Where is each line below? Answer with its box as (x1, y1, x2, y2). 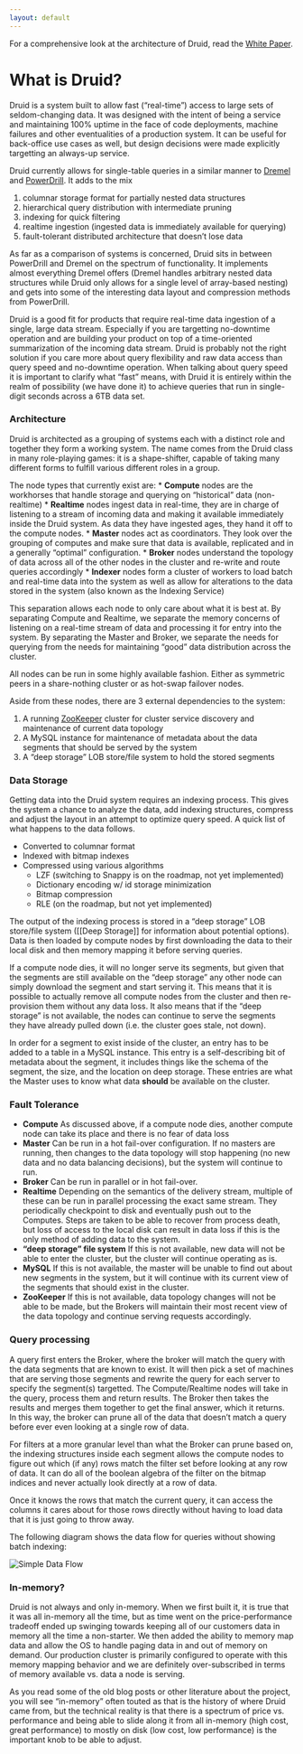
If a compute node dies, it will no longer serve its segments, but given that (9, 962, 284, 973)
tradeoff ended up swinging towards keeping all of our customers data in (9, 1621, 280, 1632)
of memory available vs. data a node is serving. (9, 1669, 186, 1680)
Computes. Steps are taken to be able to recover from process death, (22, 1215, 280, 1225)
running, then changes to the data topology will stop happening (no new (22, 1148, 290, 1158)
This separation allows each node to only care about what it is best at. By (9, 603, 281, 614)
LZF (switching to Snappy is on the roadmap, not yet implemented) (35, 869, 284, 881)
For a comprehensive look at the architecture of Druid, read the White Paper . (9, 38, 293, 49)
